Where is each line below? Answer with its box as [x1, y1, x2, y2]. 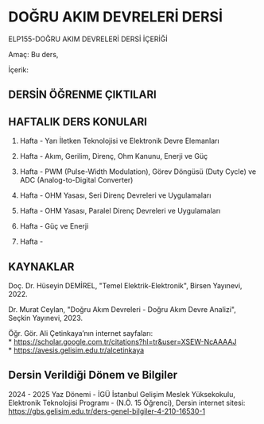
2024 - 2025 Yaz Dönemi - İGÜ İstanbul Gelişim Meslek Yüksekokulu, [8, 389, 236, 399]
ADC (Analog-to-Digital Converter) [19, 175, 134, 185]
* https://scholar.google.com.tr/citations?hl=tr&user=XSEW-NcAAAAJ [8, 337, 237, 346]
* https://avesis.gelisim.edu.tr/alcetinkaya [8, 345, 145, 355]
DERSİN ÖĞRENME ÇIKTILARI [8, 88, 157, 102]
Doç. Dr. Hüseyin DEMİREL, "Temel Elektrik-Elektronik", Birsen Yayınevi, [8, 280, 243, 290]
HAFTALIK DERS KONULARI [8, 115, 147, 129]
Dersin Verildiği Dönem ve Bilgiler [8, 368, 177, 382]
